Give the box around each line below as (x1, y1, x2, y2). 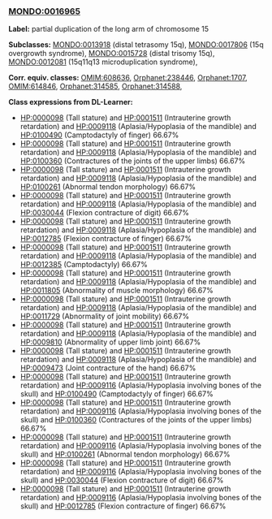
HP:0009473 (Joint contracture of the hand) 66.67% (19, 363, 196, 373)
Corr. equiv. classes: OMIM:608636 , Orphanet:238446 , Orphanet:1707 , (8, 73, 248, 83)
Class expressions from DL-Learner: (8, 97, 133, 107)
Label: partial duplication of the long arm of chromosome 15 (8, 24, 209, 34)
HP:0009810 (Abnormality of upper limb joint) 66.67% (19, 337, 201, 347)
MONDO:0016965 (8, 6, 81, 17)
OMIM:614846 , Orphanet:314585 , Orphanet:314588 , (8, 81, 183, 91)
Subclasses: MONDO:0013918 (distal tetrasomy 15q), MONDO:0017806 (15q (8, 40, 264, 50)
